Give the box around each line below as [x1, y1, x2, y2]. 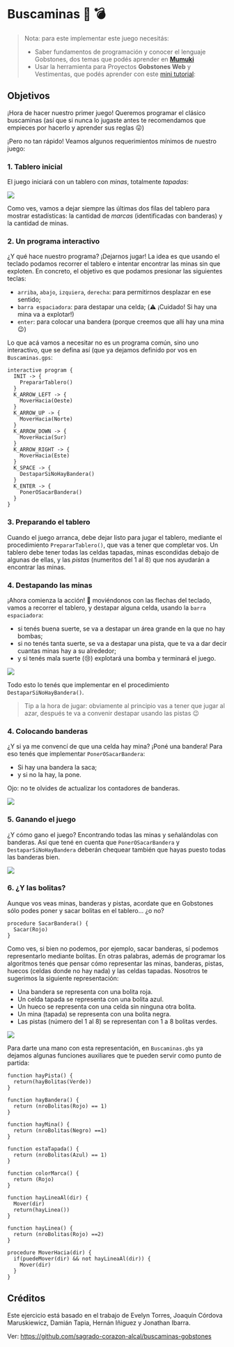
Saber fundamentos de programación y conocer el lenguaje [34, 47, 206, 56]
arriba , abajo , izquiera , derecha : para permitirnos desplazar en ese [17, 288, 211, 296]
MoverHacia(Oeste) [19, 398, 73, 405]
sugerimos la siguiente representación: [7, 974, 119, 982]
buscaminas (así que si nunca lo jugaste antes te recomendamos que [7, 116, 206, 124]
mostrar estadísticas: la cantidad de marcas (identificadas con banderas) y [7, 211, 223, 220]
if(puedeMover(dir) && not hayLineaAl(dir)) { [13, 1255, 151, 1262]
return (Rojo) [13, 1175, 54, 1183]
